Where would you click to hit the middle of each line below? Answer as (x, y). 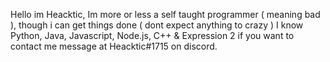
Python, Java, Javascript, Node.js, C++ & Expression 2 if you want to (152, 35)
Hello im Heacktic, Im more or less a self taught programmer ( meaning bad (165, 14)
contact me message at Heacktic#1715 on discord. (114, 46)
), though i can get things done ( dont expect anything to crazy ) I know (157, 25)
